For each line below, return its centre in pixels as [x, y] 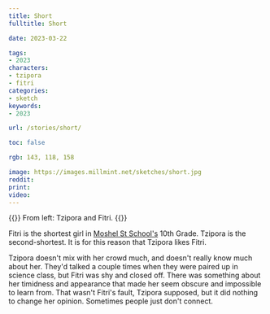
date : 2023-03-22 [38, 38]
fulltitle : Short [38, 24]
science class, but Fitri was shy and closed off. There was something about [135, 275]
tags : [17, 53]
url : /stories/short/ [45, 128]
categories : [28, 90]
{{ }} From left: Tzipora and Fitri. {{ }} [68, 218]
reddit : [22, 180]
